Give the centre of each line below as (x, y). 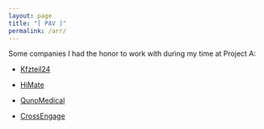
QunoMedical (42, 101)
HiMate (32, 85)
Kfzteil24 (35, 69)
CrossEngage (43, 116)
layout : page (30, 16)
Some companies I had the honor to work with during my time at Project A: (132, 54)
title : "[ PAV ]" (38, 23)
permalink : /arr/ (38, 31)
